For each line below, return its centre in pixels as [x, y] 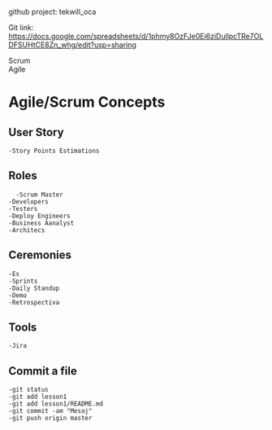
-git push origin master [50, 419]
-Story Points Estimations [54, 151]
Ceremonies [40, 255]
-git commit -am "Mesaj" [50, 411]
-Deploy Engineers [39, 216]
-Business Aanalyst [41, 223]
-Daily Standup [34, 288]
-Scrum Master [39, 195]
